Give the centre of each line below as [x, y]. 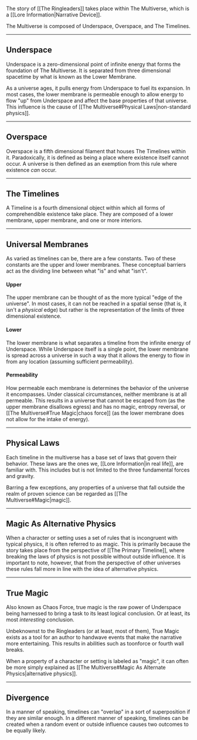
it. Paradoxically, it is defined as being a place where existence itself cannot [98, 157]
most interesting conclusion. [40, 620]
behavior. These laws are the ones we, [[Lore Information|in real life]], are [95, 463]
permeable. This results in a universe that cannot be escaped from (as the [96, 400]
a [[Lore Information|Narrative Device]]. [54, 15]
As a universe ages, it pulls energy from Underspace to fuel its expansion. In [98, 88]
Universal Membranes [47, 244]
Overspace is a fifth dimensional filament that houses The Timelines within [96, 151]
